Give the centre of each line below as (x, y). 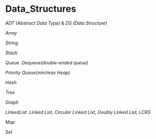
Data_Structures (41, 9)
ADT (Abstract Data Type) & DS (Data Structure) (56, 23)
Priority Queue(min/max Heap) (38, 73)
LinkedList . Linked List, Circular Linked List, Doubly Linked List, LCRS (78, 112)
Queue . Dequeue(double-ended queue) (47, 62)
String (12, 43)
